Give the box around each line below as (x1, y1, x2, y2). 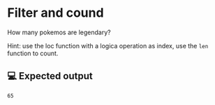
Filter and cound (7, 5, 104, 21)
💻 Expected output (7, 70, 93, 82)
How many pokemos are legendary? (7, 28, 111, 36)
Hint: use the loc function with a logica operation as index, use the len (7, 41, 209, 50)
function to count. (7, 49, 59, 57)
